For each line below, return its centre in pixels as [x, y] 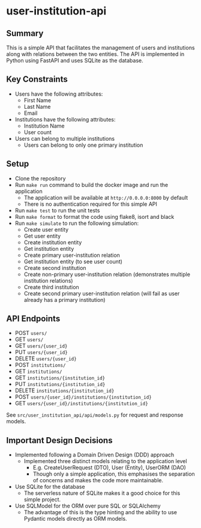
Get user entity [42, 236]
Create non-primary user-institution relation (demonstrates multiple [107, 274]
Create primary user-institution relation [72, 255]
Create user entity [46, 229]
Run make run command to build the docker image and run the [91, 185]
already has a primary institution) [65, 299]
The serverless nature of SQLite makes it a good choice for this [102, 493]
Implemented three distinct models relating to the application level [105, 461]
